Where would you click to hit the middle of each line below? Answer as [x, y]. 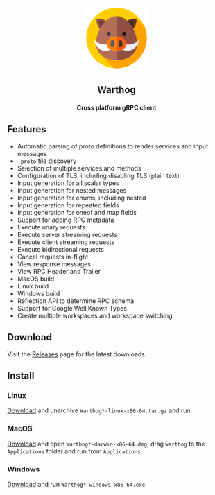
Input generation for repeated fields [68, 205]
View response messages [54, 264]
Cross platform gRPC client [117, 107]
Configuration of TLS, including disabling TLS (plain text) [98, 175]
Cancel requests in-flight [53, 257]
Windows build [38, 293]
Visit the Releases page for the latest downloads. [77, 354]
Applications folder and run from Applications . [75, 451]
